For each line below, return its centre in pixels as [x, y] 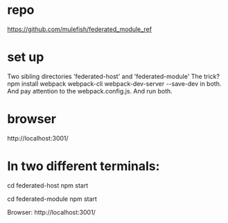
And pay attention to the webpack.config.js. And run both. [90, 91]
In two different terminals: [84, 166]
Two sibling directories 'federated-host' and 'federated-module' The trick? [114, 76]
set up [26, 57]
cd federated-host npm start [48, 185]
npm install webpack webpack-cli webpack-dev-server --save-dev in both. [114, 83]
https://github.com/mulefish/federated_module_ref [80, 29]
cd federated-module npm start [52, 199]
